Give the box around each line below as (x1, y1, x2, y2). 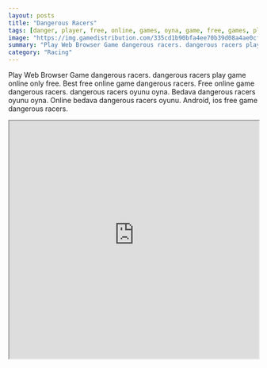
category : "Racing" (8, 48, 73, 56)
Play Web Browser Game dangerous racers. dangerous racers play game (8, 71, 246, 79)
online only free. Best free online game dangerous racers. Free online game (8, 79, 255, 88)
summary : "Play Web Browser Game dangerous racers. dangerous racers (8, 41, 243, 49)
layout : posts (8, 11, 55, 20)
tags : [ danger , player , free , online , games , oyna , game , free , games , (8, 26, 250, 34)
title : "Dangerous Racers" (8, 19, 97, 27)
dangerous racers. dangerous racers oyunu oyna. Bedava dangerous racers (8, 87, 256, 96)
